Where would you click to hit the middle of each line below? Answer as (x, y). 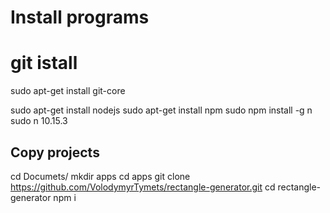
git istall (44, 63)
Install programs (80, 17)
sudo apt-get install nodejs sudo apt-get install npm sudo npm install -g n (161, 110)
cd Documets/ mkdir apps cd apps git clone (100, 176)
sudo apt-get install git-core (68, 91)
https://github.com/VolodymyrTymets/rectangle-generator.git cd (143, 187)
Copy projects (55, 152)
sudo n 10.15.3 (39, 121)
